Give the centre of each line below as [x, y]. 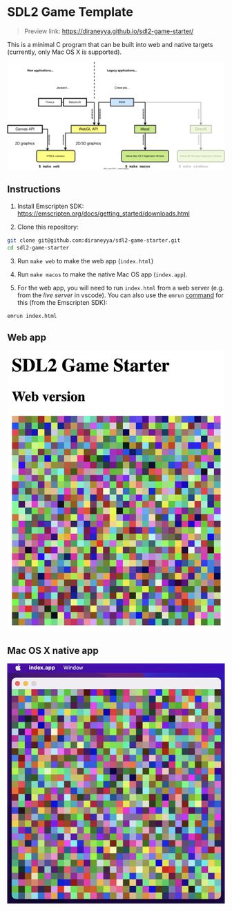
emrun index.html [32, 316]
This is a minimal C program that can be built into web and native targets [110, 44]
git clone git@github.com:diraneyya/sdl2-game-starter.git [94, 240]
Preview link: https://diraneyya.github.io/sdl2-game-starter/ [109, 31]
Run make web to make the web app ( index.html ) [85, 261]
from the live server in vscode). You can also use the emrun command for [120, 295]
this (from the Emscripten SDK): [62, 302]
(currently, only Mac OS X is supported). [65, 52]
